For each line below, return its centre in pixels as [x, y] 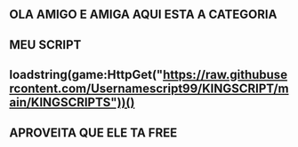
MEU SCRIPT [45, 45]
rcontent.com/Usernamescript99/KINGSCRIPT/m [149, 89]
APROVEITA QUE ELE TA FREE [93, 132]
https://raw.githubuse [225, 75]
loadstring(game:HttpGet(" [86, 75]
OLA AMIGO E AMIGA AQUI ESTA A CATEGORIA [143, 15]
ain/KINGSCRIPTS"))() [72, 102]
